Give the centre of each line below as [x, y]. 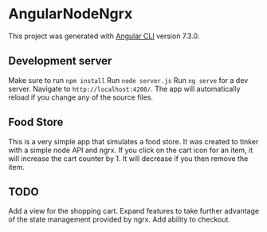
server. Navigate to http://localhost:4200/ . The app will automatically [124, 88]
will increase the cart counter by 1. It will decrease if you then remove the [128, 158]
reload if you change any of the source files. [81, 97]
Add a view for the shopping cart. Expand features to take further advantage [134, 211]
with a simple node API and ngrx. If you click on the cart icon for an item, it [131, 150]
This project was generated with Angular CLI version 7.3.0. [104, 36]
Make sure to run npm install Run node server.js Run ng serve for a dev [128, 80]
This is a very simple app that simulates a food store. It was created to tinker [133, 141]
